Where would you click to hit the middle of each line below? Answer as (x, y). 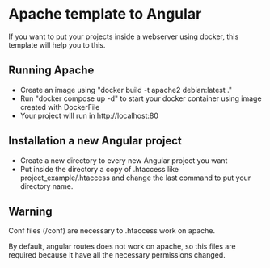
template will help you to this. (57, 44)
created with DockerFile (60, 107)
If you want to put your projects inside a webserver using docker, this (124, 36)
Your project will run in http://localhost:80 (89, 115)
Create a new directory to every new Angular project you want (124, 160)
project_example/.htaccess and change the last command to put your (135, 178)
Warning (30, 211)
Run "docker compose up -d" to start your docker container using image (141, 98)
